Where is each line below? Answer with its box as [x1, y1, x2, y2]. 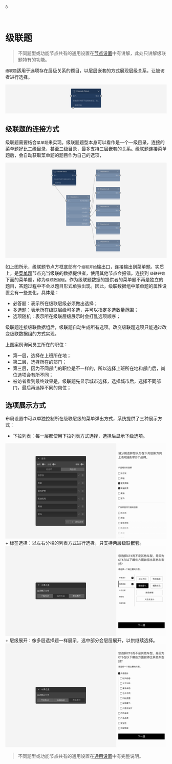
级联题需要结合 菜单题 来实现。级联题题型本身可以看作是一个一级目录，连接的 [5, 139, 165, 146]
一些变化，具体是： [18, 289, 59, 295]
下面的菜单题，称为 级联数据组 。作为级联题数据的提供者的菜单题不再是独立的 [5, 276, 164, 282]
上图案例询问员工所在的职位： [5, 341, 68, 347]
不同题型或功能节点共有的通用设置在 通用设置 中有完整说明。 [17, 753, 144, 759]
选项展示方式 [5, 401, 46, 410]
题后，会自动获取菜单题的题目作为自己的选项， [5, 152, 104, 158]
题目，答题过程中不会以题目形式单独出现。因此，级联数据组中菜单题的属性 [5, 282, 162, 289]
